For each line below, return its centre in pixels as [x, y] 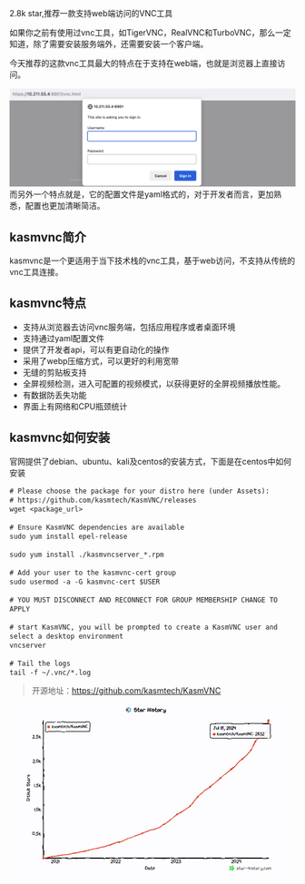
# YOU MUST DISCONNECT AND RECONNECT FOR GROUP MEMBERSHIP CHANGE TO [144, 600]
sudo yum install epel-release [69, 536]
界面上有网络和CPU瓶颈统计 [75, 406]
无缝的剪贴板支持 [54, 372]
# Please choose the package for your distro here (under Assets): [140, 491]
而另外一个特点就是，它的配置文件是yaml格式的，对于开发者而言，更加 [142, 194]
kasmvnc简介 [48, 237]
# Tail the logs [40, 663]
